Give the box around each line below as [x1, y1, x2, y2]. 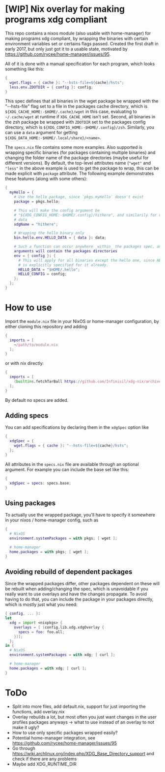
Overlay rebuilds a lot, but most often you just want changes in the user [12, 714, 157, 720]
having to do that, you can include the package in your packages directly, [5, 597, 154, 602]
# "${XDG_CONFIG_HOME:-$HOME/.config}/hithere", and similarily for [14, 212, 157, 217]
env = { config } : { [14, 253, 56, 258]
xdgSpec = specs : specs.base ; [9, 481, 71, 486]
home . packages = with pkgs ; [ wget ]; [9, 549, 89, 554]
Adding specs [5, 412, 49, 420]
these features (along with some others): [5, 176, 87, 182]
